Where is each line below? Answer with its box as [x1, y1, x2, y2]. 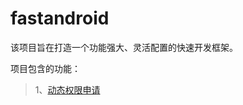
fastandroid [10, 7, 110, 30]
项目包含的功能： [10, 62, 81, 74]
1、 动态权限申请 [34, 83, 101, 96]
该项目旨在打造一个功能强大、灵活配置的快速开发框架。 [10, 41, 238, 53]
